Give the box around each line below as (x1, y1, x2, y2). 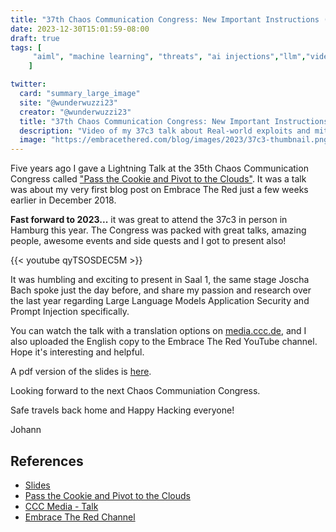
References (10, 452, 84, 470)
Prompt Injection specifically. (10, 306, 130, 318)
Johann (10, 424, 42, 436)
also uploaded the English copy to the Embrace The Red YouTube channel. (10, 336, 318, 348)
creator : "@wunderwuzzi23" (19, 107, 132, 117)
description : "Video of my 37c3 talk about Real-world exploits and (19, 126, 311, 136)
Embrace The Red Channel (24, 511, 136, 523)
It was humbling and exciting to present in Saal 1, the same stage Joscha (10, 274, 310, 286)
